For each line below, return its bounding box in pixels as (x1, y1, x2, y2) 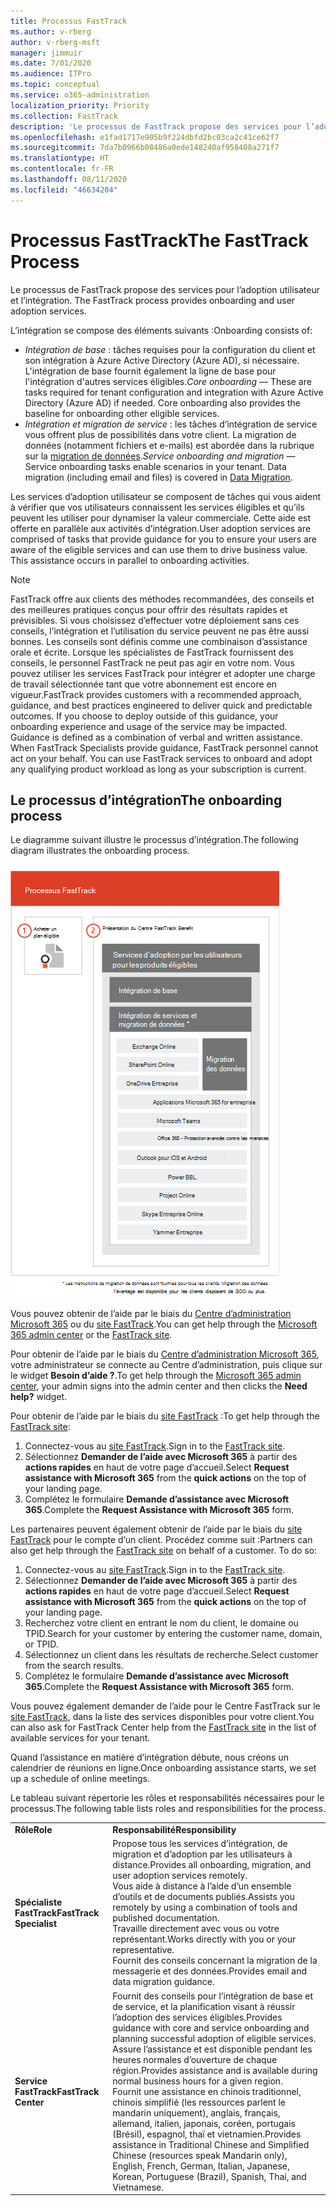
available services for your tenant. (10, 1732, 151, 1744)
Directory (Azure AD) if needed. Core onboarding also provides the (24, 396, 301, 409)
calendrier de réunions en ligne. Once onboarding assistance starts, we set (10, 1762, 317, 1774)
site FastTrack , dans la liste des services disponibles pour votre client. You (10, 1711, 315, 1723)
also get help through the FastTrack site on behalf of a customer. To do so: (10, 1545, 318, 1557)
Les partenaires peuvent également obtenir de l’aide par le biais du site (10, 1523, 303, 1535)
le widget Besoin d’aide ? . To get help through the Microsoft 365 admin (10, 1370, 302, 1382)
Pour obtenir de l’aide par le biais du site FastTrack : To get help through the (10, 1410, 320, 1422)
